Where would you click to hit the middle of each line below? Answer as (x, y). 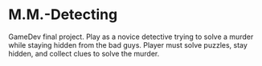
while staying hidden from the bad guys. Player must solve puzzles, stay (128, 45)
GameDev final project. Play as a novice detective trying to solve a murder (131, 37)
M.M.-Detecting (63, 15)
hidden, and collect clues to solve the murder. (84, 53)
